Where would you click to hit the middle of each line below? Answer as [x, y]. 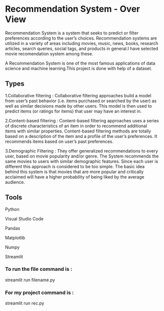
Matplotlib [15, 238]
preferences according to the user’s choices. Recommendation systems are [81, 38]
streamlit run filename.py [30, 280]
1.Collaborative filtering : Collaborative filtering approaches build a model [78, 95]
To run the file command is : [39, 269]
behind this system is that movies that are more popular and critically [74, 172]
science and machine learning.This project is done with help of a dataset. [79, 68]
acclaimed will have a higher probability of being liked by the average [75, 177]
